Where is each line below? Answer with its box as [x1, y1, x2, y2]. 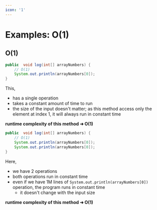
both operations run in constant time [12, 173, 88, 179]
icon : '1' [5, 7, 26, 13]
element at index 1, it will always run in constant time [12, 111, 121, 117]
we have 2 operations [12, 168, 58, 174]
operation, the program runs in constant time [12, 184, 105, 190]
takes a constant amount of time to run [12, 100, 93, 107]
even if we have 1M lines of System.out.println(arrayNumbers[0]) [12, 179, 148, 185]
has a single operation [12, 95, 59, 101]
